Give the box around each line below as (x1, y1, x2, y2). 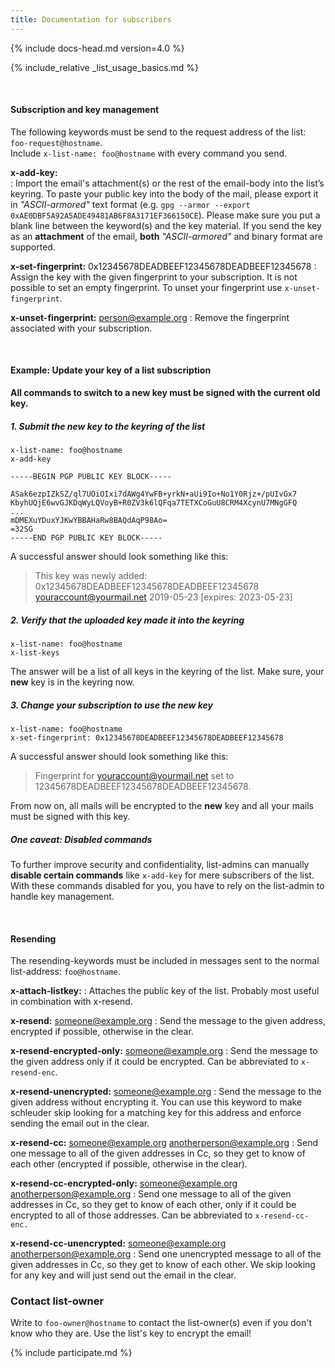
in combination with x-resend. (10, 996, 133, 1008)
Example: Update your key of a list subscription (10, 364, 212, 376)
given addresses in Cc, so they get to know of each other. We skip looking (10, 1259, 316, 1271)
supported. (10, 241, 56, 253)
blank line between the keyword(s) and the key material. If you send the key (10, 219, 322, 231)
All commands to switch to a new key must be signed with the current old (10, 387, 321, 399)
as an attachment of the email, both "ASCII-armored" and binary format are (10, 230, 323, 242)
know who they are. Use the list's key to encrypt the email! (10, 1327, 252, 1340)
